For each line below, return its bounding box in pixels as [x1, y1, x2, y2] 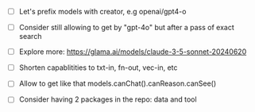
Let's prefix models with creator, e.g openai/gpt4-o [18, 7, 187, 16]
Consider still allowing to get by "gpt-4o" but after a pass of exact [18, 23, 235, 33]
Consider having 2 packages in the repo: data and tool [18, 95, 197, 104]
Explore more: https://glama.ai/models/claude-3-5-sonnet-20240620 [18, 47, 247, 56]
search [18, 32, 42, 41]
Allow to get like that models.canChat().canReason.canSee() [18, 79, 217, 88]
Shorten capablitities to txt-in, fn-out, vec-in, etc [18, 63, 178, 72]
